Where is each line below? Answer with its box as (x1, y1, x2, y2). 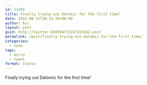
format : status (5, 61, 36, 66)
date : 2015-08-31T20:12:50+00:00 (5, 16, 73, 21)
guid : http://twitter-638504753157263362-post (5, 30, 101, 34)
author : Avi (5, 20, 29, 26)
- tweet (9, 57, 25, 62)
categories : (5, 39, 29, 44)
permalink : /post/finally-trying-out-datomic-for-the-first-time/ (5, 34, 143, 39)
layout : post (5, 25, 32, 30)
